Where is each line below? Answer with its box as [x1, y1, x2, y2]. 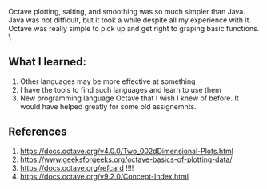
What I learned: [8, 55, 86, 69]
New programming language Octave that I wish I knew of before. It [19, 93, 240, 103]
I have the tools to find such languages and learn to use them [19, 85, 222, 94]
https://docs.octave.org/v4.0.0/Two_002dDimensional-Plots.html [19, 146, 234, 156]
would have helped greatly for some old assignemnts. [19, 101, 197, 111]
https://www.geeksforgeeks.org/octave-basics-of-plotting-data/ [19, 155, 233, 164]
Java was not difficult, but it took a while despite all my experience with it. [8, 15, 252, 25]
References [8, 125, 67, 139]
